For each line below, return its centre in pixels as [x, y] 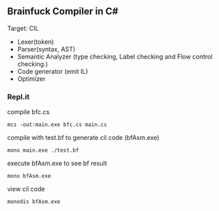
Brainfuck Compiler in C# [63, 11]
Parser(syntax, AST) [46, 49]
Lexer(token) [35, 42]
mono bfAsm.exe [29, 176]
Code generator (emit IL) [52, 71]
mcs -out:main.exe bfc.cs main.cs [57, 125]
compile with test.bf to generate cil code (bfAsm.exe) [83, 138]
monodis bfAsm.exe [34, 202]
